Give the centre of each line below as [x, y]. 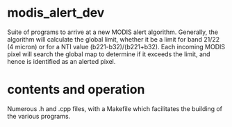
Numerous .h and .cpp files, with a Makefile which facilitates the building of [115, 108]
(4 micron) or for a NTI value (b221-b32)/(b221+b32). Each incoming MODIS [116, 46]
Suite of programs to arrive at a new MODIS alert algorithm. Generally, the [113, 32]
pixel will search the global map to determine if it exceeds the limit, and [109, 54]
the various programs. [39, 116]
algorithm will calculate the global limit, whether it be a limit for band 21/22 [114, 39]
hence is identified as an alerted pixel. [61, 61]
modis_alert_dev [56, 13]
